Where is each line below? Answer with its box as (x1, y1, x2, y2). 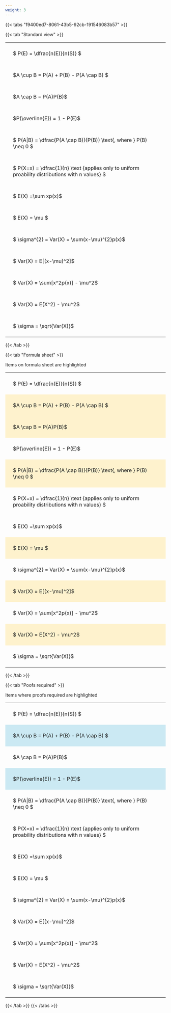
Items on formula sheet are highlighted (5, 361, 87, 367)
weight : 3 (5, 7, 26, 13)
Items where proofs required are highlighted (5, 691, 98, 698)
